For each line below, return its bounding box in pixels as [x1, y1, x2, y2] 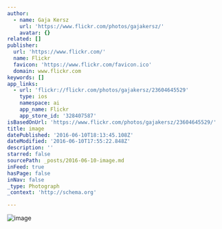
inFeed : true [7, 163, 45, 171]
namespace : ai [19, 100, 60, 107]
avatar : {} [19, 29, 51, 36]
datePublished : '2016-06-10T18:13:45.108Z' [7, 131, 134, 138]
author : [7, 10, 30, 17]
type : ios [19, 94, 48, 100]
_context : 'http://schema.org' [7, 189, 97, 196]
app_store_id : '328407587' [19, 112, 97, 119]
